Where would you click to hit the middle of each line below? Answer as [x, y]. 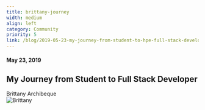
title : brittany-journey [38, 12]
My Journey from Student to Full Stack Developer [102, 79]
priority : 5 [21, 35]
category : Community [33, 29]
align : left [21, 23]
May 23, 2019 [24, 60]
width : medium [24, 18]
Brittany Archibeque [31, 94]
